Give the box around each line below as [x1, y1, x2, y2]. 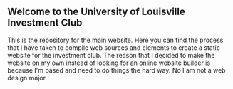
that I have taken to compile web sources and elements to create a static [7, 43, 221, 52]
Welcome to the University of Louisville [7, 6, 185, 18]
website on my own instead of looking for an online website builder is [7, 58, 211, 67]
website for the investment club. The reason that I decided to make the [7, 51, 215, 59]
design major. [7, 73, 48, 82]
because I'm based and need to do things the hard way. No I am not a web [7, 66, 226, 74]
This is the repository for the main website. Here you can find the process [7, 36, 224, 44]
